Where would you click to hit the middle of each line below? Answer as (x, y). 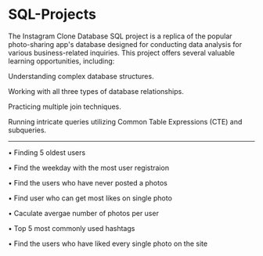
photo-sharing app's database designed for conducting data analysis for (125, 44)
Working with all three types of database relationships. (96, 91)
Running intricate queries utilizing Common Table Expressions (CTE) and (125, 121)
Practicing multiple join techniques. (65, 106)
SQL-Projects (52, 14)
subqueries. (27, 130)
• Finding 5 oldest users (47, 152)
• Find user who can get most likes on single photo (90, 198)
